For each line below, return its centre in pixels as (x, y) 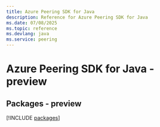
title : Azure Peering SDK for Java (50, 12)
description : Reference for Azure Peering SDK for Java (77, 17)
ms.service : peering (32, 39)
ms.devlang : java (28, 34)
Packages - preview (44, 103)
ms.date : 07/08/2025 (32, 23)
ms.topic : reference (32, 28)
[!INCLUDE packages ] (33, 118)
